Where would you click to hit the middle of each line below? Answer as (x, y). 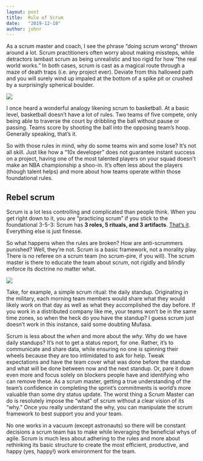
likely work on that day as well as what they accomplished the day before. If (101, 305)
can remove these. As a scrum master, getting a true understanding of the (98, 381)
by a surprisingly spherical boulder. (50, 85)
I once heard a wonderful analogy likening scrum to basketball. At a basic (98, 108)
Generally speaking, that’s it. (42, 134)
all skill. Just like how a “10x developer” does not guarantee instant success (101, 152)
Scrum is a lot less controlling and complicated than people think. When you (101, 212)
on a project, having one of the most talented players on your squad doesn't (101, 159)
